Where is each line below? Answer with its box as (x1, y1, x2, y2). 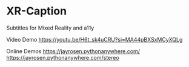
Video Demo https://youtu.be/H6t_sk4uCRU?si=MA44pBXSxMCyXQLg (6, 36, 183, 43)
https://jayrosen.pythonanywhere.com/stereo (6, 54, 119, 61)
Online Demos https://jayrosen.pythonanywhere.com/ (6, 47, 141, 55)
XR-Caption (6, 4, 67, 18)
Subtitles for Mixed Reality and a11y (6, 24, 94, 31)
